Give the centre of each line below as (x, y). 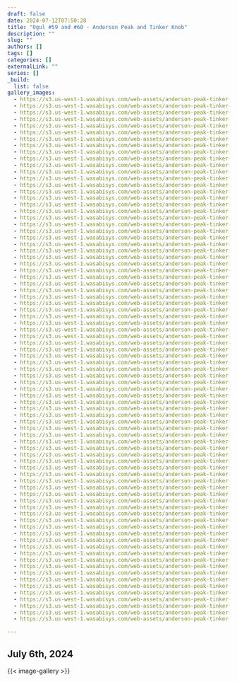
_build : (19, 80)
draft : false (26, 14)
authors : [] (25, 47)
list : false (31, 86)
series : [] (23, 73)
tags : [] (20, 54)
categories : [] (30, 60)
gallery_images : (31, 93)
